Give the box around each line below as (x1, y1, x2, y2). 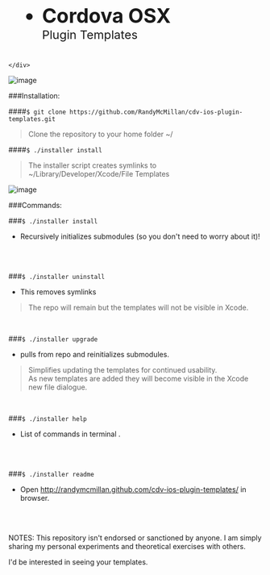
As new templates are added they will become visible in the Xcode (27, 374, 249, 384)
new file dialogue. (27, 382, 88, 392)
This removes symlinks (19, 287, 97, 297)
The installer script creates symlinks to (27, 160, 157, 170)
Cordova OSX (41, 3, 172, 28)
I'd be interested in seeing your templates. (8, 557, 148, 567)
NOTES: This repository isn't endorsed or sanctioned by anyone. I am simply (8, 533, 262, 543)
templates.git (8, 115, 56, 123)
